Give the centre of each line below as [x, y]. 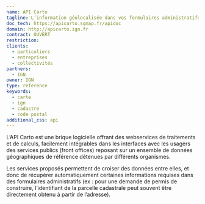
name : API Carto [27, 12]
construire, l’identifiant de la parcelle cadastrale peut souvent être [89, 188]
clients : [17, 46]
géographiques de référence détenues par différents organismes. [88, 157]
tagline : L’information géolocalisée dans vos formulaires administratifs [103, 18]
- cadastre [26, 108]
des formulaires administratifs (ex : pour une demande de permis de [92, 181]
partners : [19, 69]
